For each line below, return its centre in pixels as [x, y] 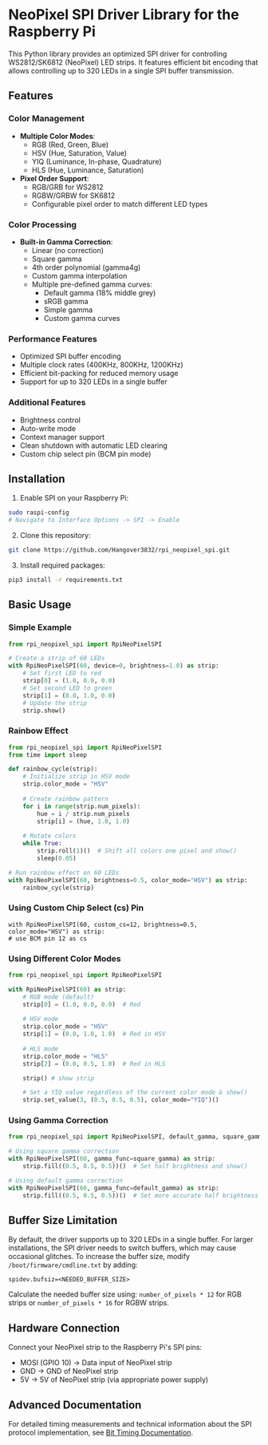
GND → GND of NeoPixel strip [69, 1372]
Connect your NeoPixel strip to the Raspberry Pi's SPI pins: [105, 1348]
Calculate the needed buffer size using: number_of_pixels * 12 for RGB [125, 1294]
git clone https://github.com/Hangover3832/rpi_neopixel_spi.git [119, 550]
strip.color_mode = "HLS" [66, 1056]
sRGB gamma [66, 301]
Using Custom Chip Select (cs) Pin [76, 908]
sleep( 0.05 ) [57, 858]
